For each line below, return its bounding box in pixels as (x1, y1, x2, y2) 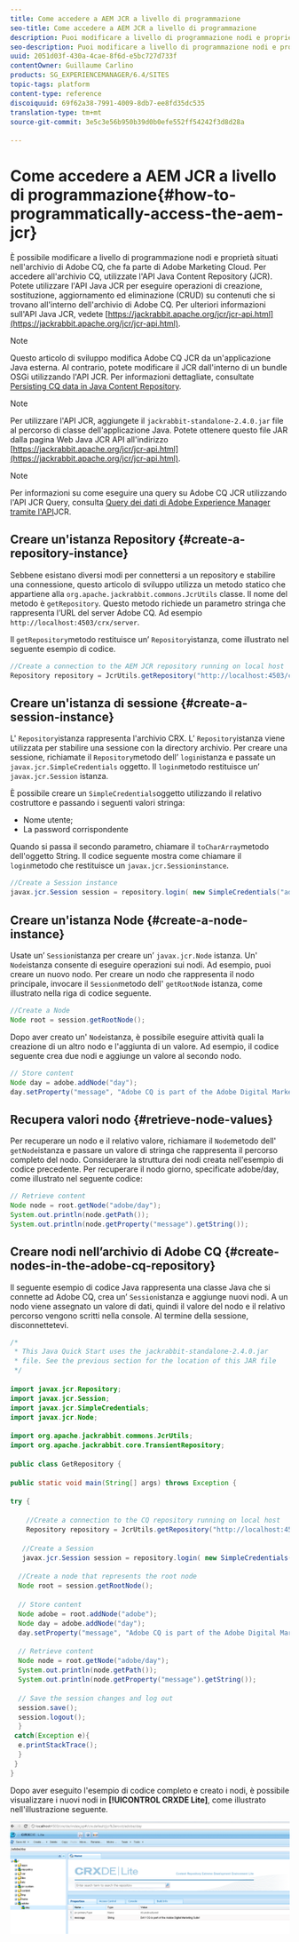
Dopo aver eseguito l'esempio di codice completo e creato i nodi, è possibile (10, 1785, 290, 1795)
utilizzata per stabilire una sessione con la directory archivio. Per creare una (10, 743, 287, 753)
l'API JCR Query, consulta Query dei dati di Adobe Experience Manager (10, 497, 271, 508)
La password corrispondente (22, 824, 129, 835)
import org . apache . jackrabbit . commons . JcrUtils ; (10, 1431, 193, 1441)
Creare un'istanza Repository (10, 532, 177, 547)
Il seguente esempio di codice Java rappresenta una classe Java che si (10, 1282, 271, 1293)
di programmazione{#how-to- (10, 185, 237, 205)
